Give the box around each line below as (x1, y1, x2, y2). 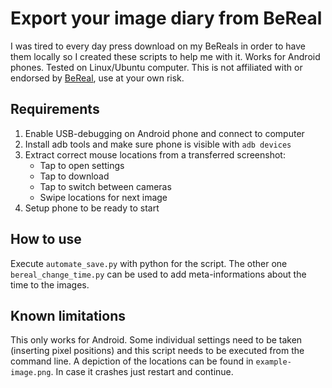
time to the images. (10, 278, 90, 291)
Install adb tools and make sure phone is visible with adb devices (24, 138, 292, 150)
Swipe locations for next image (39, 191, 168, 203)
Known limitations (10, 307, 126, 324)
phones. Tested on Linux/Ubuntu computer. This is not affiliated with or (10, 61, 303, 73)
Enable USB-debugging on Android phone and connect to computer (24, 127, 305, 139)
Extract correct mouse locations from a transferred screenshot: (24, 148, 286, 161)
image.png (10, 368, 52, 378)
